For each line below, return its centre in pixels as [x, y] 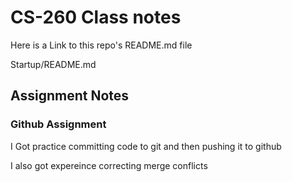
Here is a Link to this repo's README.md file [101, 45]
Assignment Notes [70, 96]
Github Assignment [58, 124]
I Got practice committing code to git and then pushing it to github [146, 146]
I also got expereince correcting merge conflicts [109, 165]
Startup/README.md [53, 64]
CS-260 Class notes [96, 17]
